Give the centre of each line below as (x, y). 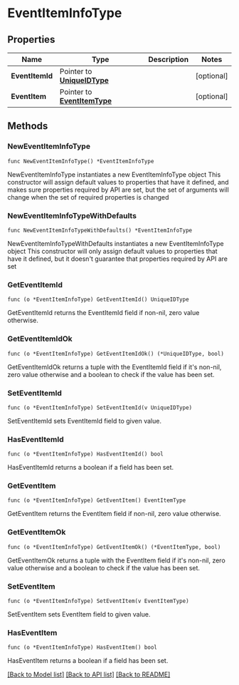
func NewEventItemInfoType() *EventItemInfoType (81, 161)
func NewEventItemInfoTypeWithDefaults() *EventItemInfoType (100, 230)
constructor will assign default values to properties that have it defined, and (118, 182)
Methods (28, 126)
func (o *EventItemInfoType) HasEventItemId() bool (85, 454)
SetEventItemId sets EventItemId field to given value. (85, 421)
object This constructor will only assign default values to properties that (113, 251)
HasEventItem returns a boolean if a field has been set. (88, 661)
